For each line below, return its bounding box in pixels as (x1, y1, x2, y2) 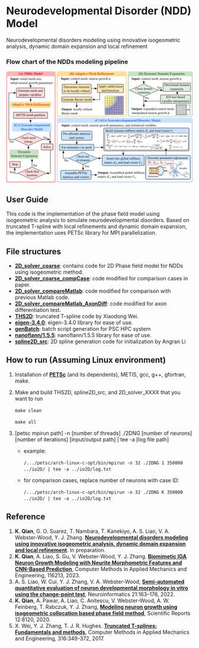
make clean (14, 407, 42, 413)
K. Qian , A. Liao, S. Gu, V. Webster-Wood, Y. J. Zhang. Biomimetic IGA (14, 552, 187, 560)
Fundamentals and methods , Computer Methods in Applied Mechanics (14, 628, 190, 636)
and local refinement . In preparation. (14, 546, 106, 554)
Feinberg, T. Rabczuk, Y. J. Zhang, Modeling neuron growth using (14, 603, 178, 610)
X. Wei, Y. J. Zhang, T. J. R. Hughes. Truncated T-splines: (14, 622, 157, 629)
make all (14, 419, 37, 425)
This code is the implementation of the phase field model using (6, 210, 160, 217)
